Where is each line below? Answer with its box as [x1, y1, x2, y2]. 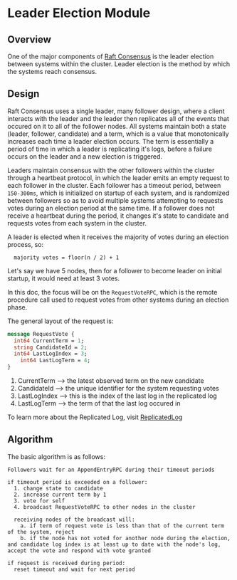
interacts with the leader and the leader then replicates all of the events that [7, 114, 230, 122]
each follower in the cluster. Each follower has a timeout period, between [7, 181, 221, 189]
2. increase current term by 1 [14, 491, 107, 498]
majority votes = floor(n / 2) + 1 [14, 254, 120, 261]
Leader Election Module [7, 5, 151, 21]
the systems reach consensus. [7, 68, 98, 75]
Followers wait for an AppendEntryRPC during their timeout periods [7, 466, 215, 473]
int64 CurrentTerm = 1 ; [14, 337, 84, 344]
